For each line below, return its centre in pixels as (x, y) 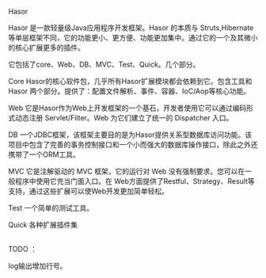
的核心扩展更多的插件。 (46, 48)
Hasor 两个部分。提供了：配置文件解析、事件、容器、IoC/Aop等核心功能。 (129, 91)
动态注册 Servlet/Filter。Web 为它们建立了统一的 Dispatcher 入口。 (124, 118)
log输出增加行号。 (38, 266)
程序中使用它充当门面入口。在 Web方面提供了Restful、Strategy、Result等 (135, 181)
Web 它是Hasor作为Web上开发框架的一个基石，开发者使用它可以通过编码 (127, 108)
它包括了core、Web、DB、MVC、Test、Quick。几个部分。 (104, 64)
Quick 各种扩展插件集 (43, 225)
